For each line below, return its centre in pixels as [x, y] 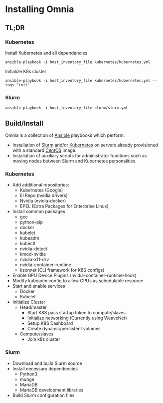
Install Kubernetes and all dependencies [46, 53]
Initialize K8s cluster [26, 71]
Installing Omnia [40, 9]
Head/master [33, 307]
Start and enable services [39, 286]
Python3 [28, 374]
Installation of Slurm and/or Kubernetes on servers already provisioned [85, 145]
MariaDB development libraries [52, 390]
